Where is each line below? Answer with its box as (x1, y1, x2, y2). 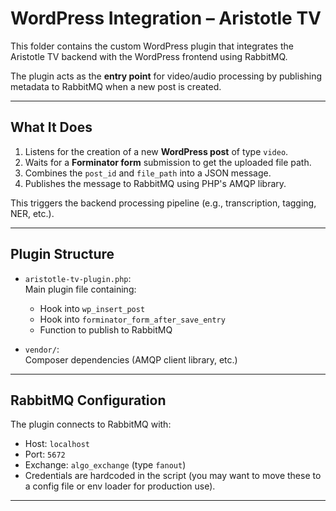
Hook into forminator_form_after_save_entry (39, 313, 226, 325)
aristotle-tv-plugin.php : (24, 272, 132, 284)
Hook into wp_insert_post (39, 302, 146, 314)
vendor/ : (24, 343, 60, 355)
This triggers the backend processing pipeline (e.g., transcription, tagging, (10, 197, 317, 209)
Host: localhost (24, 438, 90, 450)
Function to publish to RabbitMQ (39, 323, 173, 336)
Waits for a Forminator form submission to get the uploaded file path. (24, 156, 312, 168)
